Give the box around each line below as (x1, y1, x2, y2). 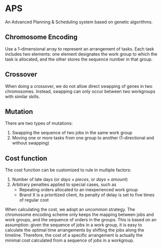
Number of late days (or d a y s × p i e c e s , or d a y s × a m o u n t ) (12, 177, 128, 182)
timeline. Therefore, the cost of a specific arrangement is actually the (5, 232, 143, 238)
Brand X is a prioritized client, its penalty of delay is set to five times (19, 192, 155, 198)
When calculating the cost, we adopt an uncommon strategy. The (5, 207, 135, 213)
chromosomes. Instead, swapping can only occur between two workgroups (5, 88, 156, 94)
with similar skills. (5, 93, 40, 99)
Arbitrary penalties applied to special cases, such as (12, 182, 117, 187)
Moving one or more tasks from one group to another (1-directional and (12, 135, 154, 141)
